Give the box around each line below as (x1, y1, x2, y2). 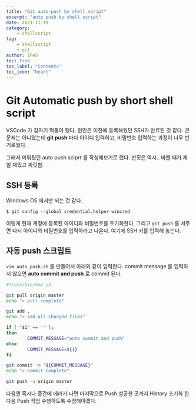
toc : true (6, 58, 31, 64)
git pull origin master (6, 292, 65, 298)
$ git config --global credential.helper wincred (6, 209, 131, 215)
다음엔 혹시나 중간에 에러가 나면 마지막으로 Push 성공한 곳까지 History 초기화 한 (6, 390, 190, 397)
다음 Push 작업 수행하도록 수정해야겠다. (6, 398, 97, 405)
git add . (6, 308, 31, 315)
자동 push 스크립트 (6, 246, 72, 256)
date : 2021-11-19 (6, 19, 49, 25)
